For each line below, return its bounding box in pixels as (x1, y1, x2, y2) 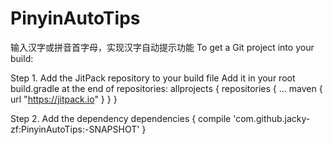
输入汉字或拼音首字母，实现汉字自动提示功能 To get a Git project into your (10, 41, 315, 53)
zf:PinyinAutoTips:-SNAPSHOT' (10, 123, 140, 135)
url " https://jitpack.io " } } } (10, 93, 118, 105)
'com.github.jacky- (233, 112, 311, 124)
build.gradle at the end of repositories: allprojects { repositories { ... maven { (10, 82, 323, 94)
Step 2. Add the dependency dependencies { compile (10, 112, 232, 124)
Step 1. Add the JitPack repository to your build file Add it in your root (10, 72, 296, 84)
